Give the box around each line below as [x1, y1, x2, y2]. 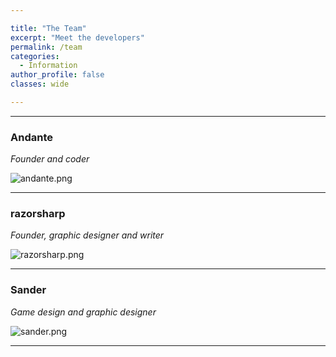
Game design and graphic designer [10, 306, 157, 318]
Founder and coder [10, 153, 90, 165]
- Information [19, 61, 78, 71]
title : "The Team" [10, 23, 87, 33]
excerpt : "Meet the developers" [10, 32, 145, 43]
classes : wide [10, 79, 70, 90]
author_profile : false [10, 70, 105, 80]
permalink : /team [10, 42, 83, 52]
